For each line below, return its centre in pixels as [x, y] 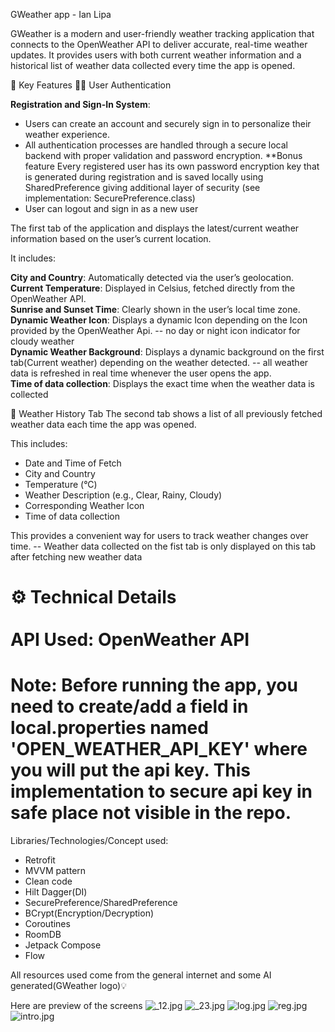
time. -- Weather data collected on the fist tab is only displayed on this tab [163, 546]
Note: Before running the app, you [154, 685]
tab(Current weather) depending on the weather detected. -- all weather [159, 362]
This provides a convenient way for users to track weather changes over [159, 535]
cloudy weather [42, 341]
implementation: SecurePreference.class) [110, 198]
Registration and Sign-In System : [80, 104]
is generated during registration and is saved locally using [144, 177]
